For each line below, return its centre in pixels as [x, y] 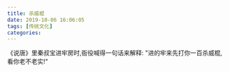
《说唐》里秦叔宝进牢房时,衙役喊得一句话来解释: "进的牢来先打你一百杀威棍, [115, 53]
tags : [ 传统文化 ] [30, 26]
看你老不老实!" [28, 62]
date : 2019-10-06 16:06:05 [46, 20]
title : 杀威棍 [26, 13]
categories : [24, 33]
